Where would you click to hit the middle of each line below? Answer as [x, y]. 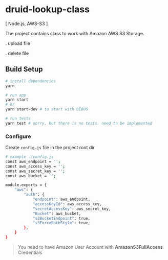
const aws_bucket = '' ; [31, 176]
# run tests [18, 119]
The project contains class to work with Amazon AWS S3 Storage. [75, 33]
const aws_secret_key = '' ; [35, 171]
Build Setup [24, 69]
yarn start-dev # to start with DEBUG [47, 109]
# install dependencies [31, 81]
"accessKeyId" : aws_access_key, [67, 204]
